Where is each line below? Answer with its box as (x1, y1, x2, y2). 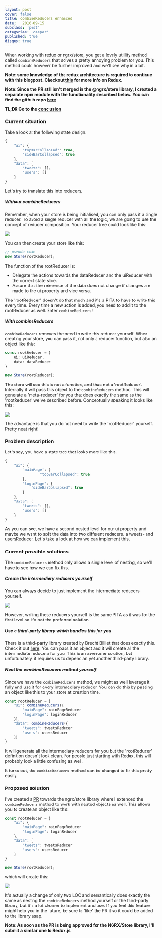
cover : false (5, 12, 32, 17)
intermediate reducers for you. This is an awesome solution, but (5, 650, 132, 656)
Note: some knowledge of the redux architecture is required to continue (5, 71, 153, 78)
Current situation (5, 118, 47, 125)
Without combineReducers (5, 199, 61, 205)
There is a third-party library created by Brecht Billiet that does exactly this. (5, 640, 156, 646)
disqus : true (5, 39, 32, 44)
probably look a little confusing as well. (5, 758, 83, 764)
